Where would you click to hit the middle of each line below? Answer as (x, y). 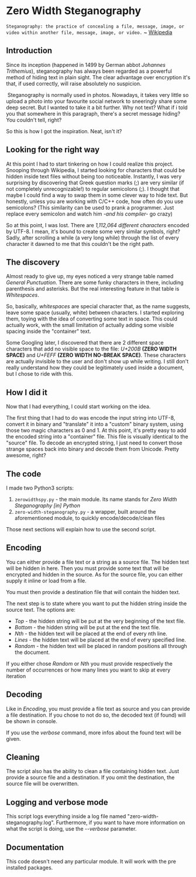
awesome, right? (26, 456)
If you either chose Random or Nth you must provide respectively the (89, 663)
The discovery (33, 262)
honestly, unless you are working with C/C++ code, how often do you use (95, 201)
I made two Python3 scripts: (40, 488)
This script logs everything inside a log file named (66, 817)
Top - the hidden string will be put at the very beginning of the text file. (100, 621)
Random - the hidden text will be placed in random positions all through (101, 646)
